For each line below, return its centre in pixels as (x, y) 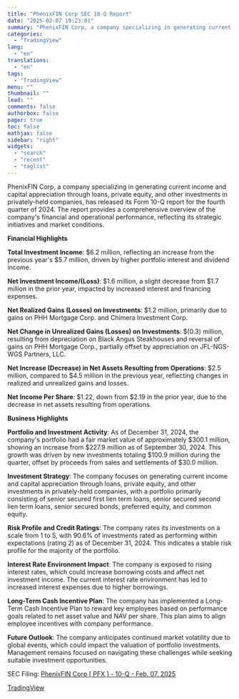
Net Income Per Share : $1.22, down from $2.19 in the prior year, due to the (117, 397)
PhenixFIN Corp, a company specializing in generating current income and (117, 187)
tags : (15, 73)
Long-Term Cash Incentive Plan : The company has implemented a (106, 601)
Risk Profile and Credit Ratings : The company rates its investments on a (114, 527)
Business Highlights (38, 418)
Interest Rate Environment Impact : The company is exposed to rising (110, 564)
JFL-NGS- (214, 346)
